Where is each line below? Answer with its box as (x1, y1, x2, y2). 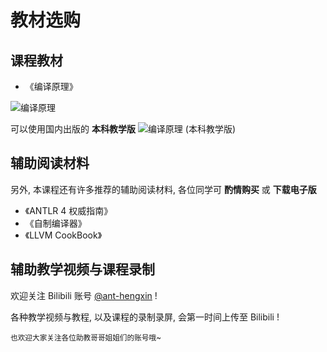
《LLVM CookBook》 (24, 229, 103, 241)
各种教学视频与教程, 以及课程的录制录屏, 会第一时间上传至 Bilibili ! (10, 311, 280, 323)
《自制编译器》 (24, 217, 87, 229)
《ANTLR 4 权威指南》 (24, 204, 113, 216)
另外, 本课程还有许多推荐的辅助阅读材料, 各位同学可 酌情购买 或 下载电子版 (10, 183, 317, 195)
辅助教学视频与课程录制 (10, 261, 155, 278)
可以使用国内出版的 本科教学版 (10, 123, 136, 135)
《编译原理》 (24, 81, 78, 92)
